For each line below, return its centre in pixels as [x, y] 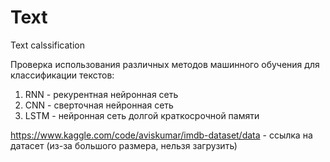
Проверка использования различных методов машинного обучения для [165, 64]
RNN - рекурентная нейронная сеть [101, 94]
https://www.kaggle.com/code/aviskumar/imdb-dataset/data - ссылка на [161, 135]
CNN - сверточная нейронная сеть [99, 105]
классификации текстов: [62, 75]
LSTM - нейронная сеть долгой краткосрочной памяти [142, 115]
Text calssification [47, 45]
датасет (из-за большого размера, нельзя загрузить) [124, 145]
